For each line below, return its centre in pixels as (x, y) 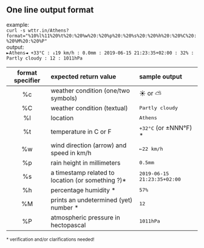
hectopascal (68, 225)
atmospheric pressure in (85, 217)
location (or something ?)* (88, 180)
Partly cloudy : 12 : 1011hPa (45, 58)
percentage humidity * (83, 190)
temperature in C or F (81, 131)
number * (65, 207)
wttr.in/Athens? (49, 30)
